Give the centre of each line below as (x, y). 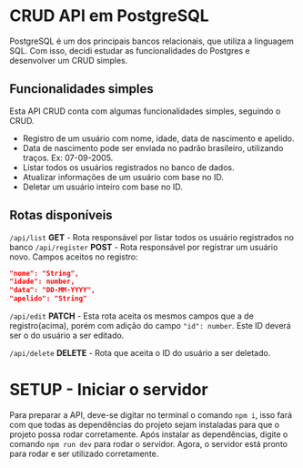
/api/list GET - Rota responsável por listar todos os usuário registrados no (151, 237)
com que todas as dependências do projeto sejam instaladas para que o (145, 425)
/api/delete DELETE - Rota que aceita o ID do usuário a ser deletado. (140, 353)
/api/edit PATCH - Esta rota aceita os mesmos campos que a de (132, 316)
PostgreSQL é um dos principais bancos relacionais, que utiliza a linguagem (151, 41)
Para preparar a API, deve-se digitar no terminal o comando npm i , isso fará (151, 415)
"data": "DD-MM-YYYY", (52, 290)
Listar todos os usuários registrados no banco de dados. (128, 167)
